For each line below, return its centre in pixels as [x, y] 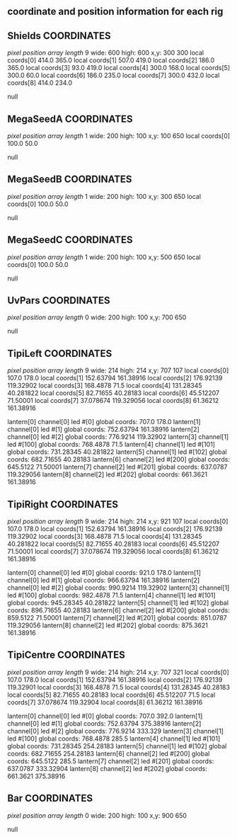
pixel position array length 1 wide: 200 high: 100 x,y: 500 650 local [104, 257]
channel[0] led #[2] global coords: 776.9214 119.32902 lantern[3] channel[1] [118, 437]
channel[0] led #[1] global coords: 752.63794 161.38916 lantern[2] [103, 429]
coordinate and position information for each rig [115, 12]
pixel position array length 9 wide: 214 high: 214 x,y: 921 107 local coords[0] [118, 521]
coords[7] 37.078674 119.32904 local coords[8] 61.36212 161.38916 [105, 702]
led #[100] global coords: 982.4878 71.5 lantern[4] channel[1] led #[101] [111, 595]
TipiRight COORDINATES [63, 504]
